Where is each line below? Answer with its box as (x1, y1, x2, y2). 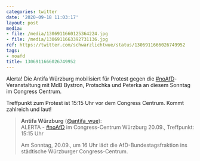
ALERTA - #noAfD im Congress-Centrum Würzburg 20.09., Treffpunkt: (20, 123, 195, 131)
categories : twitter (6, 8, 58, 15)
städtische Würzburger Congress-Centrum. (20, 147, 128, 155)
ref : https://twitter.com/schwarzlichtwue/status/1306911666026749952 (6, 42, 186, 48)
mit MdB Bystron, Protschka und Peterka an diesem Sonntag (41, 81, 191, 88)
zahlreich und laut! (6, 106, 52, 113)
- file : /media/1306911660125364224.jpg (6, 31, 109, 37)
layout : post (6, 20, 39, 26)
